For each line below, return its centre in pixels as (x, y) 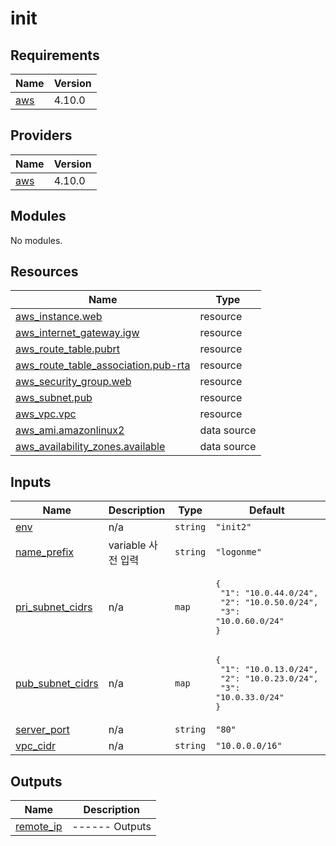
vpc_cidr (36, 746)
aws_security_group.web (73, 382)
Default (266, 510)
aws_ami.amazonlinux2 (70, 430)
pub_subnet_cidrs (57, 684)
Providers (41, 135)
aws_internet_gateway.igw (77, 333)
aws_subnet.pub (54, 398)
